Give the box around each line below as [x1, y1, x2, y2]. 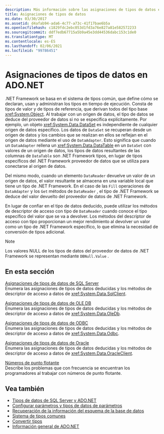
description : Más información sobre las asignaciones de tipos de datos [5, 7, 156, 12]
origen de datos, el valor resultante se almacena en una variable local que [5, 178, 154, 184]
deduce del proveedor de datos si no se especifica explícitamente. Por [5, 116, 147, 122]
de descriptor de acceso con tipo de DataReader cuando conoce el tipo [5, 208, 147, 214]
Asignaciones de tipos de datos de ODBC [5, 320, 88, 326]
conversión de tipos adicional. [5, 229, 65, 235]
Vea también [5, 385, 44, 393]
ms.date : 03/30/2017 [5, 16, 47, 21]
